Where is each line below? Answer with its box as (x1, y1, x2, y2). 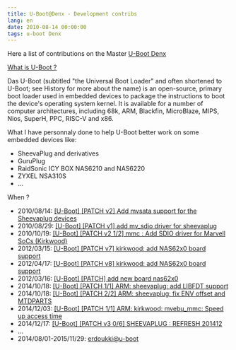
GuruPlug (17, 157, 46, 165)
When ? (7, 193, 30, 202)
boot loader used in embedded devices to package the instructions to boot (7, 92, 225, 100)
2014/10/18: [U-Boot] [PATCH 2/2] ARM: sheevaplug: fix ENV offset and (17, 289, 226, 298)
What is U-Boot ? (7, 63, 57, 71)
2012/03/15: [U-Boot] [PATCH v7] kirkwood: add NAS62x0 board (17, 245, 206, 253)
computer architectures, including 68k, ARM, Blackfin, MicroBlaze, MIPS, (7, 107, 220, 115)
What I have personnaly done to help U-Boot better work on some (7, 128, 199, 136)
